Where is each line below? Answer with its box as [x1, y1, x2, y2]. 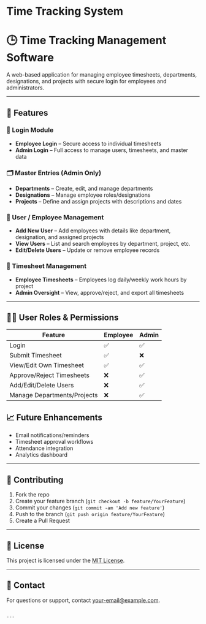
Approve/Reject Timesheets [9, 371, 90, 379]
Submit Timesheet [9, 351, 63, 359]
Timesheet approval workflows [15, 438, 94, 446]
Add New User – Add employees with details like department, [15, 227, 171, 234]
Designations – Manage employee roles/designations [15, 191, 151, 199]
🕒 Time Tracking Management [6, 34, 167, 47]
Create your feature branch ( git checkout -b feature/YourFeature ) [15, 498, 186, 505]
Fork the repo [15, 491, 50, 498]
